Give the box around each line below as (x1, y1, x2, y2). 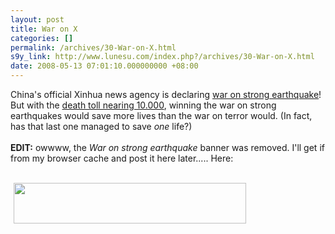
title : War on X (10, 24, 78, 34)
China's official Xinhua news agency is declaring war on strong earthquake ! (10, 89, 322, 100)
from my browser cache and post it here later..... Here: (10, 152, 234, 164)
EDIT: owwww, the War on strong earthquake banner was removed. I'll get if (10, 142, 325, 153)
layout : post (10, 14, 65, 25)
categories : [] (10, 33, 74, 43)
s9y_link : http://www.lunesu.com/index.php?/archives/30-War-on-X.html (10, 52, 315, 62)
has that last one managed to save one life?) (10, 121, 193, 132)
